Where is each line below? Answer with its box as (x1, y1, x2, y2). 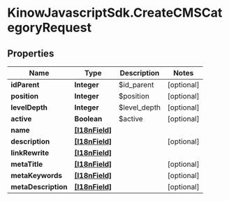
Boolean (74, 114, 103, 124)
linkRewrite (10, 148, 50, 158)
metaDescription (10, 182, 68, 191)
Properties (7, 47, 54, 59)
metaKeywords (10, 171, 63, 180)
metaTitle (10, 159, 43, 169)
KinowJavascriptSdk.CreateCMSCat (7, 5, 223, 21)
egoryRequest (7, 20, 92, 36)
